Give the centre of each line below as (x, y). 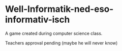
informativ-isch (37, 20)
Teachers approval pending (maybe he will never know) (61, 43)
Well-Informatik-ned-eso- (60, 9)
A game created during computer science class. (54, 33)
